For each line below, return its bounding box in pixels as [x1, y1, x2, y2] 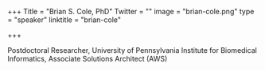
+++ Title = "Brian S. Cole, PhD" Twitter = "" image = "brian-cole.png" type [7, 7, 255, 16]
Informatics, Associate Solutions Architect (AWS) [7, 54, 168, 63]
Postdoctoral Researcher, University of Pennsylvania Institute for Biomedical [7, 46, 258, 54]
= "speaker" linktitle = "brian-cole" [7, 15, 121, 24]
